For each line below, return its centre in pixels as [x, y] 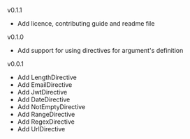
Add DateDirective [44, 99]
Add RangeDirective [46, 114]
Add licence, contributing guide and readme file [86, 23]
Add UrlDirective [41, 129]
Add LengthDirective [47, 77]
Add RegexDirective [46, 122]
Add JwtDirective [42, 92]
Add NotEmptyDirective [51, 107]
